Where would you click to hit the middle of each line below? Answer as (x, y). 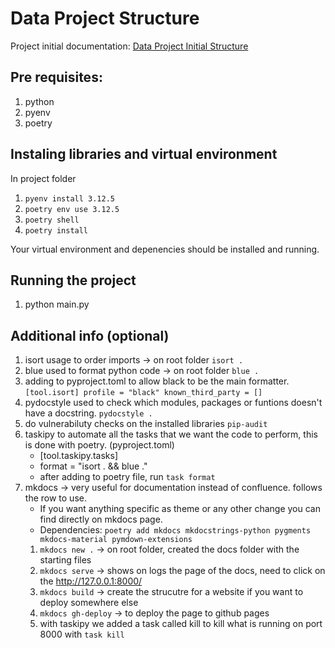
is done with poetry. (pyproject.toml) (99, 445)
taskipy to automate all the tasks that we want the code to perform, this (171, 434)
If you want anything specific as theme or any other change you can (180, 509)
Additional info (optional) (90, 335)
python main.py (57, 304)
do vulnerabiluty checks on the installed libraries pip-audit (146, 424)
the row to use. (55, 498)
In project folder (43, 178)
